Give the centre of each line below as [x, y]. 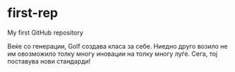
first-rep [33, 13]
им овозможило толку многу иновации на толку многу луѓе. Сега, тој [113, 54]
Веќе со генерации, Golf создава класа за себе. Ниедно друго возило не [117, 46]
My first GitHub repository [45, 32]
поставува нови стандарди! [49, 61]
